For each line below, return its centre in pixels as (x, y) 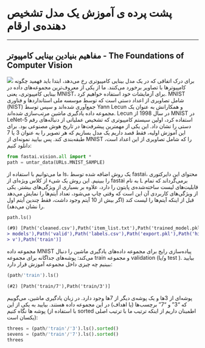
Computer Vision (40, 65)
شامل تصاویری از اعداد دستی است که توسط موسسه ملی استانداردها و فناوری (96, 100)
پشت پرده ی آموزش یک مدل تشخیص (89, 13)
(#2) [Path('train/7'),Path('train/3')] (59, 286)
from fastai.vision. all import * (49, 156)
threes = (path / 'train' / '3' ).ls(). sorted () (63, 329)
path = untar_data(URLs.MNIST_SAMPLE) (56, 162)
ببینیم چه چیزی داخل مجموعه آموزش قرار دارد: (60, 264)
